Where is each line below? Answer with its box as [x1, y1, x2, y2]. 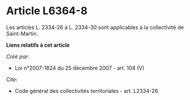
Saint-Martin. [6, 30, 39, 37]
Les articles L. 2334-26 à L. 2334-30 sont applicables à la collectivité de [6, 24, 184, 31]
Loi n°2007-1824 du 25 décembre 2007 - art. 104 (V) [14, 64, 144, 72]
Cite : [6, 76, 18, 83]
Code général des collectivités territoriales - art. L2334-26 [14, 87, 159, 94]
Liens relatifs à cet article [6, 41, 70, 49]
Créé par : [6, 53, 30, 60]
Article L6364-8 [6, 4, 88, 18]
